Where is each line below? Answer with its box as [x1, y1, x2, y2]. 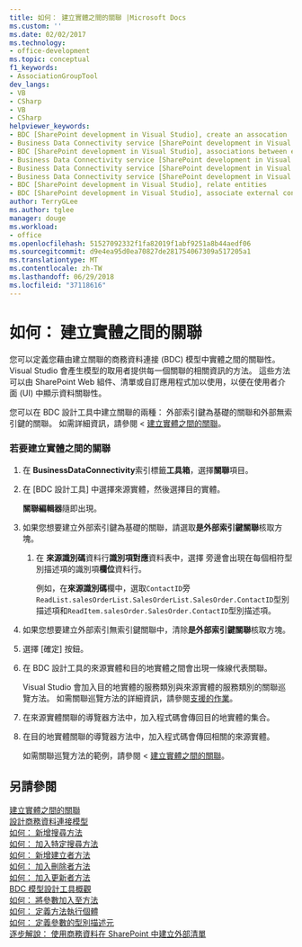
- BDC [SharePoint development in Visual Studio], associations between [9, 147, 288, 156]
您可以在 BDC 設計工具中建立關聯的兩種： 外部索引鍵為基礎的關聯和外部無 [9, 406, 285, 417]
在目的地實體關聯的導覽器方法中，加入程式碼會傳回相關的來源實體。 [22, 730, 275, 742]
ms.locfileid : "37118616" [9, 281, 106, 290]
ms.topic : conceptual [9, 55, 91, 64]
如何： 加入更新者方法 [9, 871, 91, 882]
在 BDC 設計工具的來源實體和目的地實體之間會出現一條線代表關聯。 [22, 662, 272, 673]
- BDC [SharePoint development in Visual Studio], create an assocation [9, 130, 288, 139]
